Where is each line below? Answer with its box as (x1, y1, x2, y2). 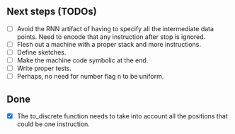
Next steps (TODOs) (6, 6, 97, 18)
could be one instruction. (16, 120, 90, 128)
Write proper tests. (16, 64, 72, 73)
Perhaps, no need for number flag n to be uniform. (16, 72, 164, 81)
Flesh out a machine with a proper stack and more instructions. (16, 40, 201, 48)
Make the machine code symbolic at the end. (16, 56, 149, 65)
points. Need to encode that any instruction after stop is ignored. (16, 32, 206, 41)
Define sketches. (16, 48, 67, 56)
